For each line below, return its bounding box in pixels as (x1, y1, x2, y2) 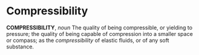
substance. (6, 43, 34, 50)
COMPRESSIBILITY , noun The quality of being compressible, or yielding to (6, 24, 192, 31)
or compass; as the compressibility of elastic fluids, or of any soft (6, 36, 169, 44)
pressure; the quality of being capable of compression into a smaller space (6, 30, 194, 37)
